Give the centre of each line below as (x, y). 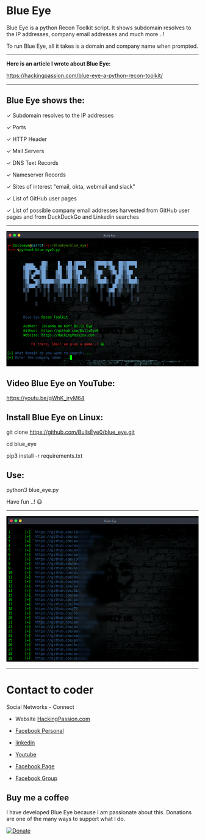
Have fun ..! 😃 (24, 502)
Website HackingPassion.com (52, 719)
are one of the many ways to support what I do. (66, 819)
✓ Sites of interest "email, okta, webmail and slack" (71, 186)
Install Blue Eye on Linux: (55, 417)
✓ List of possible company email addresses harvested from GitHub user (98, 210)
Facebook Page (35, 766)
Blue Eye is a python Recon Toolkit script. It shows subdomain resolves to (99, 28)
